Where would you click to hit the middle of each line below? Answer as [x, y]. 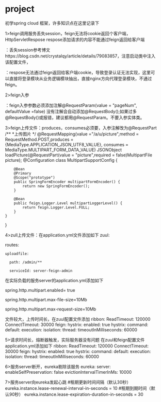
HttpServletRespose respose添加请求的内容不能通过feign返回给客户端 [75, 39]
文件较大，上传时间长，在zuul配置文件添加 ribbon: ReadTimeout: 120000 [78, 319]
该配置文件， [18, 62]
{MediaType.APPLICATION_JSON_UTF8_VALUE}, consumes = [67, 144]
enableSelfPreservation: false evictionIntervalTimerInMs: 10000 [68, 372]
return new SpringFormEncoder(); [56, 186]
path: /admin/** [26, 262]
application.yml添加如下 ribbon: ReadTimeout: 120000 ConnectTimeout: [77, 346]
